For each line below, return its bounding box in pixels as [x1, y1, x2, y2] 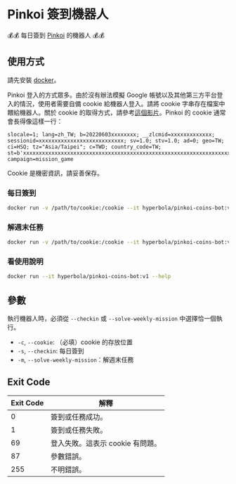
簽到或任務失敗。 [50, 425, 107, 435]
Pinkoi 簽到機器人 [7, 6, 109, 22]
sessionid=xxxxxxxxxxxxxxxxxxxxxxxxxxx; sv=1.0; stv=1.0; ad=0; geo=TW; [7, 137, 225, 144]
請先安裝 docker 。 [7, 75, 60, 84]
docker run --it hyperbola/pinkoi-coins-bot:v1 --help [7, 273, 171, 280]
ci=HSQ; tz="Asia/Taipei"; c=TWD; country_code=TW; [7, 143, 162, 150]
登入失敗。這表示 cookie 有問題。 [50, 438, 162, 448]
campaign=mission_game [7, 155, 74, 162]
